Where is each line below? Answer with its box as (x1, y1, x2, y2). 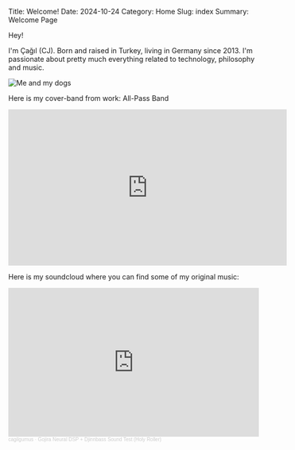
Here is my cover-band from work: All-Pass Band (8, 94, 169, 102)
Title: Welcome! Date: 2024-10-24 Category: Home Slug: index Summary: (8, 7, 249, 16)
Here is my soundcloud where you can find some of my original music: (8, 272, 240, 281)
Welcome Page (8, 15, 58, 25)
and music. (8, 63, 45, 72)
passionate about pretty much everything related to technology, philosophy (8, 55, 255, 63)
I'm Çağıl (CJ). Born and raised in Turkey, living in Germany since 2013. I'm (8, 46, 253, 55)
